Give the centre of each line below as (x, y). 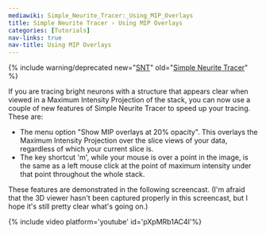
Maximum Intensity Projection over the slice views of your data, (123, 140)
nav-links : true (35, 38)
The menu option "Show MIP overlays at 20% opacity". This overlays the (139, 132)
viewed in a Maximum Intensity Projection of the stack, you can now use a (129, 100)
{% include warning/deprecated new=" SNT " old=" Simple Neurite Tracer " (128, 67)
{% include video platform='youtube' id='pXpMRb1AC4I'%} (105, 222)
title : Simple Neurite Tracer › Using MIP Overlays (95, 23)
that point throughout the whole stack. (82, 175)
